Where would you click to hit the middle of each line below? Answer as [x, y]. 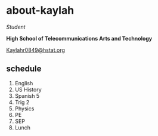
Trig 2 [22, 102]
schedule [24, 69]
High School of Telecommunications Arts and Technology [79, 38]
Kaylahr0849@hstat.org [36, 50]
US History [28, 89]
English [24, 83]
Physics [24, 109]
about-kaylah [40, 10]
